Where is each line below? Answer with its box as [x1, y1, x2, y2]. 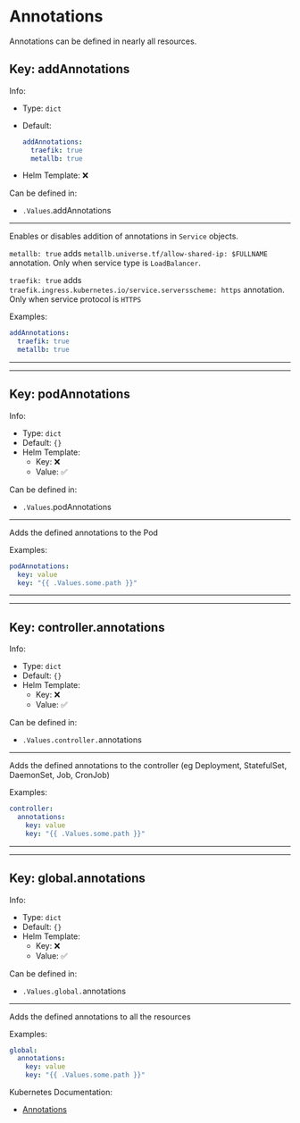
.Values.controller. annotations [21, 734, 143, 745]
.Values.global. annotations [21, 985, 127, 996]
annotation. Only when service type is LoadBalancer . [9, 257, 201, 269]
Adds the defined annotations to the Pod [9, 527, 159, 538]
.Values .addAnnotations [21, 205, 112, 216]
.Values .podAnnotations [21, 501, 112, 512]
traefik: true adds [9, 275, 82, 286]
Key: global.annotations [9, 871, 146, 886]
